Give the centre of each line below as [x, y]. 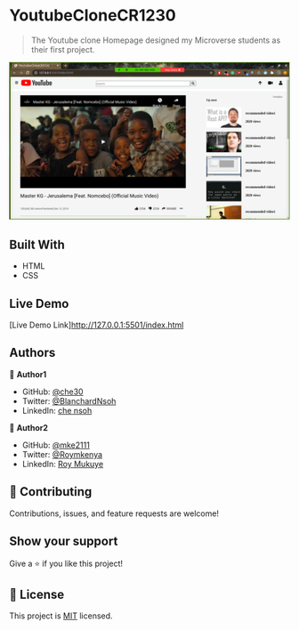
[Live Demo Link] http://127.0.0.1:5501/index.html [97, 325]
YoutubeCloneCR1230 [93, 16]
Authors [32, 353]
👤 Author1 [28, 374]
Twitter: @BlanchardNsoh [69, 400]
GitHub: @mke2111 [56, 445]
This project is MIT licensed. [61, 616]
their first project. [63, 49]
